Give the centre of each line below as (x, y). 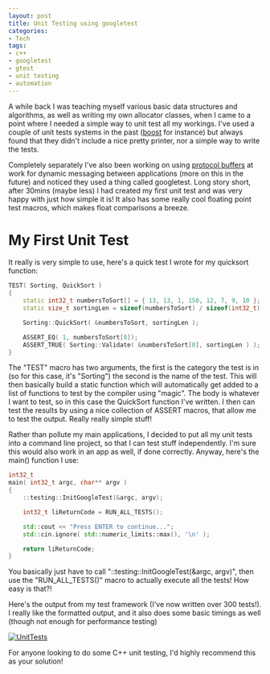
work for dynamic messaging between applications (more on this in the (126, 173)
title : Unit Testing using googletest (73, 23)
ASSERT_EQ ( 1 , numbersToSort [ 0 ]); (80, 337)
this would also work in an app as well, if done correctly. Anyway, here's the (134, 451)
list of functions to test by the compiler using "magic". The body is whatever (134, 393)
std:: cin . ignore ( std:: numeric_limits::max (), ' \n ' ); (117, 534)
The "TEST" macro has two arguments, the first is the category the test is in (134, 368)
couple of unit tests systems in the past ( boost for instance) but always (126, 132)
